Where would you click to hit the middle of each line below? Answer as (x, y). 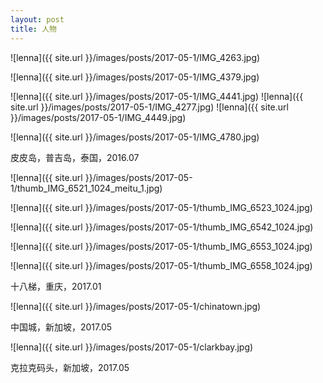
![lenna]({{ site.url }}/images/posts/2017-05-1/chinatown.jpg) (136, 306)
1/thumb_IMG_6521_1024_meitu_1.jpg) (86, 188)
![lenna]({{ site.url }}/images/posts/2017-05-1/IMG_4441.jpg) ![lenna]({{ (157, 96)
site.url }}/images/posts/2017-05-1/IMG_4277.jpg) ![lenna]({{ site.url (149, 107)
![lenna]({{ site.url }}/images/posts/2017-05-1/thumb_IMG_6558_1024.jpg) (161, 265)
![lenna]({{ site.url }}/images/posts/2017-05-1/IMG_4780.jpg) (135, 137)
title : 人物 (33, 29)
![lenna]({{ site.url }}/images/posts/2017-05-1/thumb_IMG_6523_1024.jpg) (161, 207)
